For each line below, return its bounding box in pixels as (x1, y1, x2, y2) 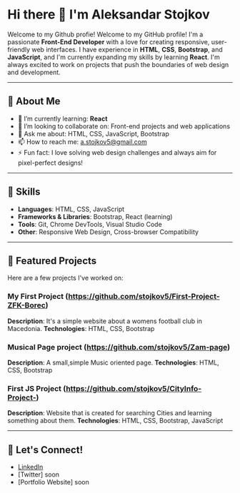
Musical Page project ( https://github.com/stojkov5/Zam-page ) (7, 342, 231, 352)
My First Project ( (7, 292, 69, 302)
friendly (7, 45, 31, 54)
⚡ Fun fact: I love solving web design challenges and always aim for (17, 148, 217, 156)
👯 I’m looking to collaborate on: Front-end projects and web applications (17, 121, 231, 131)
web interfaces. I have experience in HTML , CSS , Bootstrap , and (31, 45, 223, 54)
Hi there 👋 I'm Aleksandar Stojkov (7, 6, 211, 23)
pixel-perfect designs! (17, 158, 84, 167)
